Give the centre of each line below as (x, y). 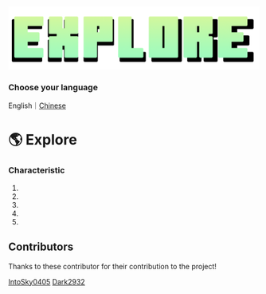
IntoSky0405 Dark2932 (47, 281)
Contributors (41, 247)
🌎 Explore (43, 140)
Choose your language (53, 87)
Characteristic (37, 170)
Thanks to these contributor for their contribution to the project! (113, 266)
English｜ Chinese (37, 105)
